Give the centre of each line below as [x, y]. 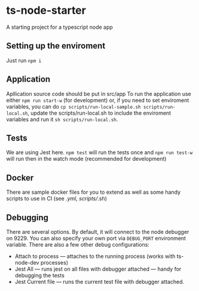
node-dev [27, 262]
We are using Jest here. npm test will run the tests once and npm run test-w [99, 152]
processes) [54, 262]
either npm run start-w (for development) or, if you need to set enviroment [98, 100]
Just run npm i [24, 60]
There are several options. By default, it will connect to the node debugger [98, 232]
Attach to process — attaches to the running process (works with [95, 256]
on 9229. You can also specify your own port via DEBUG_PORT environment [96, 238]
